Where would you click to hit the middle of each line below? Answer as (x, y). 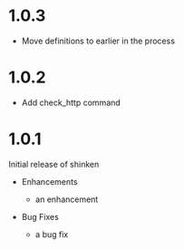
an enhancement (67, 199)
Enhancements (49, 181)
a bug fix (52, 234)
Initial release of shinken (54, 164)
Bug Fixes (40, 216)
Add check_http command (71, 102)
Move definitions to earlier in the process (98, 41)
